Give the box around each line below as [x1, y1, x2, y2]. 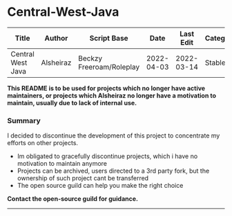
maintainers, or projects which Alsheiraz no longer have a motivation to [7, 91, 216, 100]
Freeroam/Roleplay [78, 62, 140, 72]
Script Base [89, 33, 129, 43]
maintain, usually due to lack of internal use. [7, 98, 137, 107]
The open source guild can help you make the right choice [17, 182, 184, 190]
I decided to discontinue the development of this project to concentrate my [7, 131, 220, 140]
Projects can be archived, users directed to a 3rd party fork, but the [17, 166, 210, 175]
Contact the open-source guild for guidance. [7, 195, 139, 203]
